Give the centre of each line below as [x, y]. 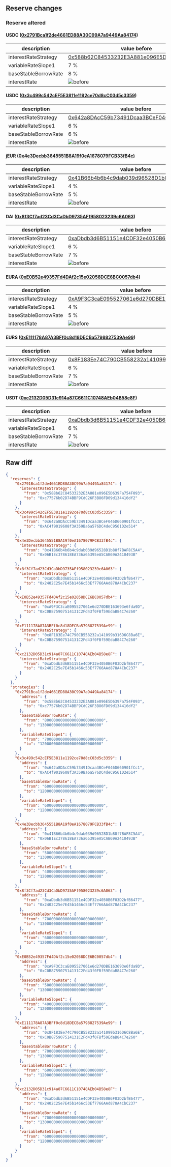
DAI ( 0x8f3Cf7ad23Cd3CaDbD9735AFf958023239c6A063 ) [71, 216]
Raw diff [19, 463]
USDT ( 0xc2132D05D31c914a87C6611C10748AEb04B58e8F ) [72, 398]
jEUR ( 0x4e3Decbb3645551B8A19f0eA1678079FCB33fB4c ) [70, 156]
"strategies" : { [27, 687]
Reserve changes [34, 8]
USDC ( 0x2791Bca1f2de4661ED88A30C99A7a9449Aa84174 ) [72, 35]
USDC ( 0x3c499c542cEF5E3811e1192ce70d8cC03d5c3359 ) [71, 96]
